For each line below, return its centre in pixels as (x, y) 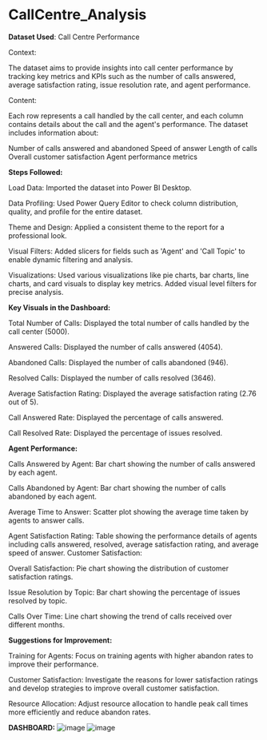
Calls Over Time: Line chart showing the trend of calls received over (120, 616)
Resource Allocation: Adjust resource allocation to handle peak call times (128, 703)
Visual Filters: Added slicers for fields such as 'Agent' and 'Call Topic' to (127, 251)
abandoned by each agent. (53, 496)
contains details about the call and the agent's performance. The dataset (128, 124)
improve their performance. (54, 664)
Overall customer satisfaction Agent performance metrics (103, 157)
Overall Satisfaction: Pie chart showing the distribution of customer (119, 568)
